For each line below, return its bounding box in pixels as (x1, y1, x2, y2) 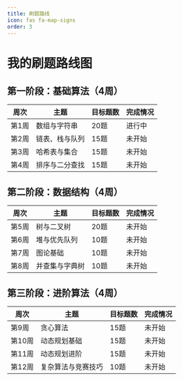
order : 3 (7, 23, 33, 30)
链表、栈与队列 (35, 134, 85, 143)
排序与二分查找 (35, 160, 85, 170)
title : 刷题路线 (7, 10, 50, 17)
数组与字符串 (35, 121, 78, 131)
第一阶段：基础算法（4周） (7, 85, 123, 97)
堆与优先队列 (35, 235, 78, 244)
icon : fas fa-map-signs (7, 17, 76, 24)
